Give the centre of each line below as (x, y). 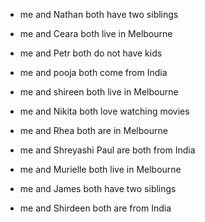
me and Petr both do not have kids (91, 53)
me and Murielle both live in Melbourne (100, 169)
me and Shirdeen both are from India (95, 208)
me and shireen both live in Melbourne (99, 92)
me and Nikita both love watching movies (104, 111)
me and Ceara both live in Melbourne (96, 33)
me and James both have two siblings (98, 188)
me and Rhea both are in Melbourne (93, 130)
